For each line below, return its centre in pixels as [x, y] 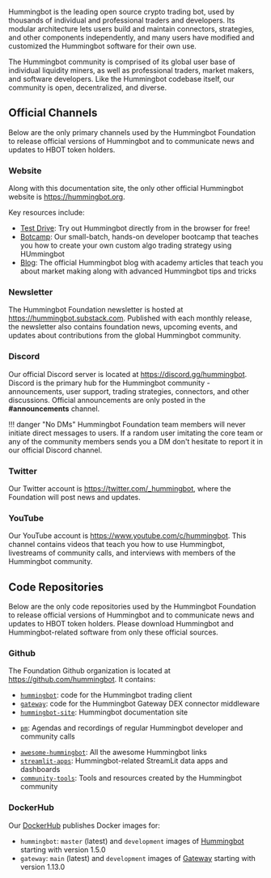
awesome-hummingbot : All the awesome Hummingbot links [114, 753]
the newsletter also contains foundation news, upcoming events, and [123, 327]
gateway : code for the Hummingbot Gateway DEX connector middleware [140, 704]
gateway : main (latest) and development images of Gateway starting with [138, 858]
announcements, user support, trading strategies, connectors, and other [129, 391]
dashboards [40, 770]
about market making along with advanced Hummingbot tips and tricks [138, 271]
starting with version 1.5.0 [63, 850]
